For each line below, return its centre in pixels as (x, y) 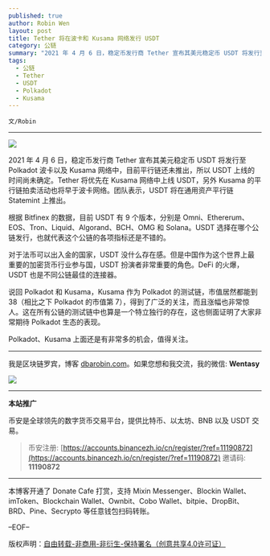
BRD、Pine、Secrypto (45, 511)
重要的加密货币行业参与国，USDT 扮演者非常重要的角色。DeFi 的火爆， (126, 265)
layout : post (30, 31)
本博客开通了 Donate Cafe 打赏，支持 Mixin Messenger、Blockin (115, 491)
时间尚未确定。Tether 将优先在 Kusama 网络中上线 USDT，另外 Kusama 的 (131, 180)
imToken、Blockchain (44, 501)
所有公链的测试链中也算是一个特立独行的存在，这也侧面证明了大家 (145, 312)
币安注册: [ (45, 448)
